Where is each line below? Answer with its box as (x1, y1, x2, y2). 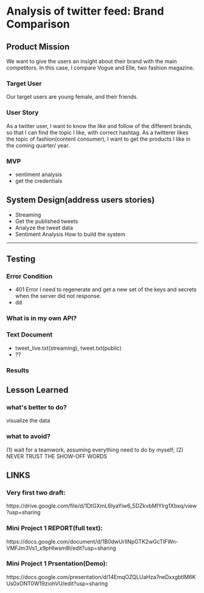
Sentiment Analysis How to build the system (15, 230, 126, 238)
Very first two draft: (6, 488, 66, 497)
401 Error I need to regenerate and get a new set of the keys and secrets (15, 286, 197, 293)
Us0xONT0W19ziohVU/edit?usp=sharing (6, 580, 108, 587)
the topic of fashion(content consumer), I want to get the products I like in (6, 135, 191, 143)
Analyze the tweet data (15, 224, 73, 231)
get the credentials (15, 177, 63, 184)
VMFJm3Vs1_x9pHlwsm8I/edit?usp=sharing (6, 544, 117, 552)
